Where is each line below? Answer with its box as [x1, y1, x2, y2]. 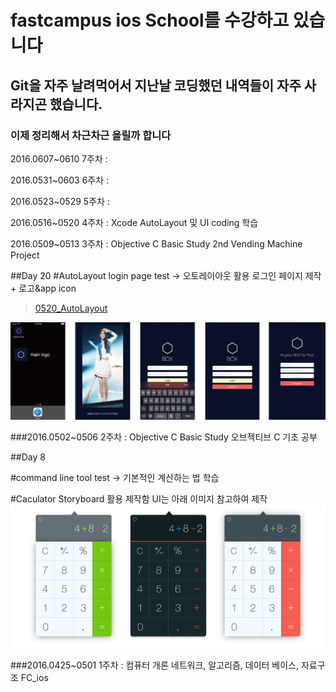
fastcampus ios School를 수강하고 [10, 9, 290, 32]
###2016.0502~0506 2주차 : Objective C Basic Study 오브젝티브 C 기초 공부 [10, 431, 318, 443]
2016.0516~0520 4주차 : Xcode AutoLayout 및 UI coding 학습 [10, 216, 259, 228]
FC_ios [20, 672, 49, 684]
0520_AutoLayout [34, 302, 108, 314]
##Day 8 [10, 451, 46, 463]
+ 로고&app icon [10, 282, 77, 294]
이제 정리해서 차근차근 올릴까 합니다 [10, 128, 172, 142]
